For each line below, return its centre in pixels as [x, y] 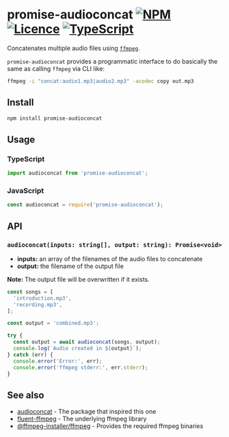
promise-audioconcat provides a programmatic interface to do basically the [112, 61]
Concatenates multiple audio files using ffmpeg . [73, 48]
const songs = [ [30, 292]
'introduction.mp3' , [42, 298]
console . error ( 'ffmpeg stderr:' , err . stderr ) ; [81, 367]
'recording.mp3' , [38, 304]
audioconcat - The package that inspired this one [86, 412]
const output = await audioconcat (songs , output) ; [87, 342]
